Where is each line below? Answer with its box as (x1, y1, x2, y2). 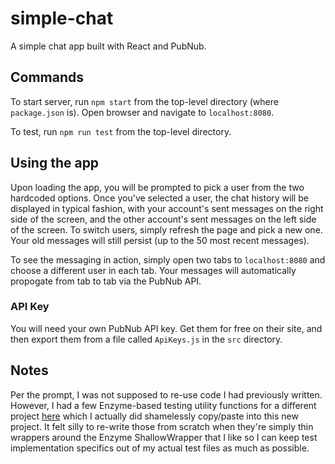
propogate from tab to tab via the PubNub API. (10, 275, 202, 287)
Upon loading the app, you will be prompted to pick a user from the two (10, 181, 305, 193)
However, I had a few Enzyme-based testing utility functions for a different (10, 399, 317, 411)
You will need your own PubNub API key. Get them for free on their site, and (10, 322, 323, 334)
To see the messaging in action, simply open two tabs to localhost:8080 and (10, 253, 326, 266)
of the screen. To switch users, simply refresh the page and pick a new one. (10, 223, 323, 236)
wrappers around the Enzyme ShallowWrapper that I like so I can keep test (10, 431, 318, 443)
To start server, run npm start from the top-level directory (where (10, 95, 279, 107)
